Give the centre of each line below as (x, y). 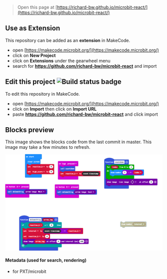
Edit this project (30, 82)
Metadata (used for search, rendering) (46, 260)
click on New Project (34, 55)
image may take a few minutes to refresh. (48, 147)
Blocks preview (29, 130)
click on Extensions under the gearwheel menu (61, 61)
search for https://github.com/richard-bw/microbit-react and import (84, 66)
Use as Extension (33, 28)
